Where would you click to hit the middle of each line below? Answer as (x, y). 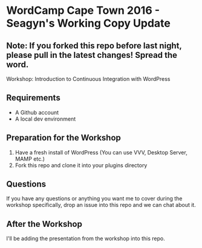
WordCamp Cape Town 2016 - (83, 11)
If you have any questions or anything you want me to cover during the (94, 199)
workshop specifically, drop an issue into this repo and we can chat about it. (101, 205)
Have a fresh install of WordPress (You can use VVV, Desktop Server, (101, 152)
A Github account (37, 112)
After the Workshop (44, 224)
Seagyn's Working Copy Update (88, 23)
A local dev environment (45, 119)
